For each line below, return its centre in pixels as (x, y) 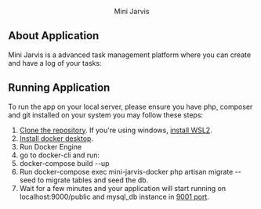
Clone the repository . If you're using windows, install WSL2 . (116, 130)
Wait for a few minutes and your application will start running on (122, 188)
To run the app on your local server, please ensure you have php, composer (130, 106)
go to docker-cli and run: (60, 155)
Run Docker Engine (51, 146)
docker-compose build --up (64, 163)
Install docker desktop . (56, 138)
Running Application (59, 88)
